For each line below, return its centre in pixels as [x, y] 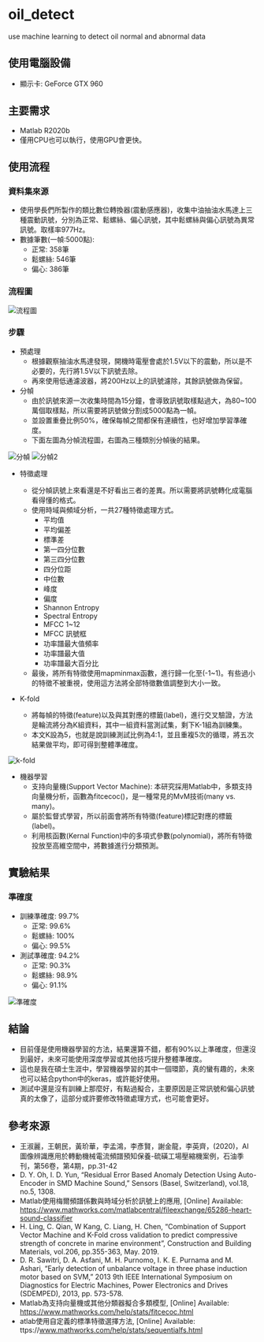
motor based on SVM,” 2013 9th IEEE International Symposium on [126, 1277]
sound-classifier [46, 1218]
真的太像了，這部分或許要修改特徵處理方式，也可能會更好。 [116, 1098]
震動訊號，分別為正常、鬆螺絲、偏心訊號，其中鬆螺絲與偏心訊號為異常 [140, 220]
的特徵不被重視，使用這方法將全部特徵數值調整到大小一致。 [128, 683]
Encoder [33, 1184]
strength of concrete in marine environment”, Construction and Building [136, 1243]
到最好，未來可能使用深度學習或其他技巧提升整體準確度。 [113, 1059]
